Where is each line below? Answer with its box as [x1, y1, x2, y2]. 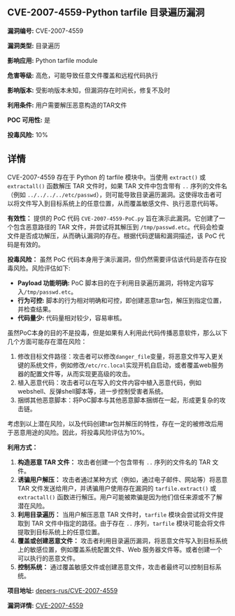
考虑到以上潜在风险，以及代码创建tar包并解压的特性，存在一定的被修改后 [7, 419, 218, 428]
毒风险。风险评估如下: [7, 264, 71, 272]
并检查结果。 [17, 305, 55, 313]
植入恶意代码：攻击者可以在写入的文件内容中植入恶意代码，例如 [17, 378, 201, 387]
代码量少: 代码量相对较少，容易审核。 [17, 313, 126, 322]
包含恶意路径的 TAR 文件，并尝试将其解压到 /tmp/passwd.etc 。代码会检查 [13, 222, 225, 231]
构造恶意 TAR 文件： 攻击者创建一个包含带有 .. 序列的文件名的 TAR [17, 457, 211, 466]
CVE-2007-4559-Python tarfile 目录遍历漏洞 [7, 6, 205, 19]
